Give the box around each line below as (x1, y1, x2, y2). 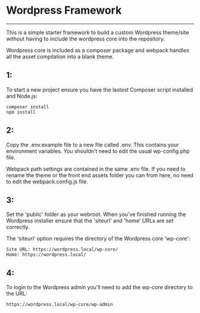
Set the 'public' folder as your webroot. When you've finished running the (6, 211, 186, 218)
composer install (6, 104, 49, 110)
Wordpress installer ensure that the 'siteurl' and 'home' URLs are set (6, 217, 174, 224)
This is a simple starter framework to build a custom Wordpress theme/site (6, 29, 189, 36)
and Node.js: (6, 92, 37, 99)
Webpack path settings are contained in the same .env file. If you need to (6, 165, 186, 173)
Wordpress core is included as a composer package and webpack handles (6, 46, 189, 54)
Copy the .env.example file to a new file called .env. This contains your (6, 141, 179, 148)
